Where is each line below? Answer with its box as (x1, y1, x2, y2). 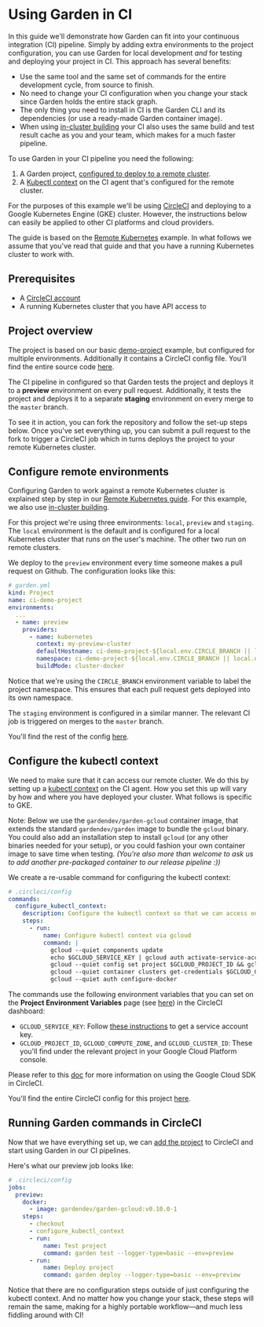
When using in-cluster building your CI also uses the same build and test (19, 122, 255, 131)
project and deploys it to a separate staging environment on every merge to (8, 394, 254, 403)
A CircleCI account (19, 293, 81, 302)
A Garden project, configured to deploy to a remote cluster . (19, 169, 211, 178)
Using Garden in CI (8, 5, 133, 24)
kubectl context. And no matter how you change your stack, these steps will (8, 1294, 254, 1303)
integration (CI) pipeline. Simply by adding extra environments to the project (8, 39, 254, 49)
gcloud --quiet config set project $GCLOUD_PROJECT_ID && (49, 961, 244, 969)
